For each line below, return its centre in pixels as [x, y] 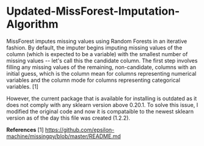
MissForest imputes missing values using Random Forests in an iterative [97, 41]
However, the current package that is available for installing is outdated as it [102, 98]
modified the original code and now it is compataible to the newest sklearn [100, 111]
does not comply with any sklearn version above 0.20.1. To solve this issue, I [102, 104]
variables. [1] [22, 86]
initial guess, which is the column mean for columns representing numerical [101, 73]
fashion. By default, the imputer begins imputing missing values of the [94, 48]
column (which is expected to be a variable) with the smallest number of [97, 54]
